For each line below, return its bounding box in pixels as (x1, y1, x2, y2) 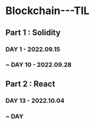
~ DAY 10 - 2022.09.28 (5, 60, 72, 69)
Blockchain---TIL (5, 4, 90, 18)
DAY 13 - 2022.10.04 (5, 96, 65, 104)
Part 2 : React (5, 79, 55, 89)
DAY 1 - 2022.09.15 (5, 45, 61, 53)
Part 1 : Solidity (5, 28, 61, 38)
